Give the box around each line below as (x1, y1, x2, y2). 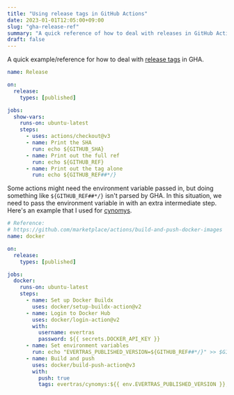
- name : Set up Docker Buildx (25, 297, 114, 304)
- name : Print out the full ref (25, 152, 120, 159)
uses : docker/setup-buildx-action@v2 (32, 303, 141, 310)
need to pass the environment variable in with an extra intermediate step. (7, 199, 217, 208)
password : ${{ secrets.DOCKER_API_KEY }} (38, 336, 160, 343)
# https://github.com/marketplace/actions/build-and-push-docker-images (7, 226, 223, 233)
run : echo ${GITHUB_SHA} (32, 146, 104, 153)
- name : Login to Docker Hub (25, 309, 111, 317)
